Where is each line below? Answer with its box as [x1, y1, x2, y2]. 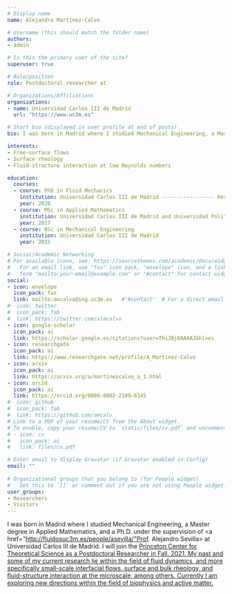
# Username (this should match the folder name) [7, 29, 150, 36]
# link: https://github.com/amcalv [7, 412, 113, 419]
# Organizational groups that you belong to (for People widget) [7, 475, 199, 482]
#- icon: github [7, 399, 54, 406]
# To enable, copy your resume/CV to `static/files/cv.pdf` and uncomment [7, 424, 227, 432]
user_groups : [7, 488, 45, 495]
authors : [7, 35, 32, 42]
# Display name [7, 10, 51, 17]
